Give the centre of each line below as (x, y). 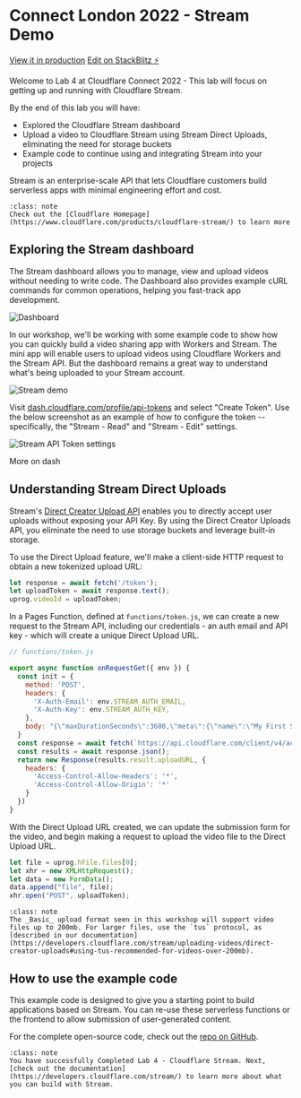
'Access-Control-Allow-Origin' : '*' (101, 785)
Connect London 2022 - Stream (129, 16)
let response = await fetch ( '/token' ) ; (84, 583)
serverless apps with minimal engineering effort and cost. (116, 190)
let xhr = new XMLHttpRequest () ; (72, 870)
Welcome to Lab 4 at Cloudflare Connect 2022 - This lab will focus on (138, 81)
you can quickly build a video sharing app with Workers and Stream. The (143, 344)
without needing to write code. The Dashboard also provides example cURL (149, 281)
